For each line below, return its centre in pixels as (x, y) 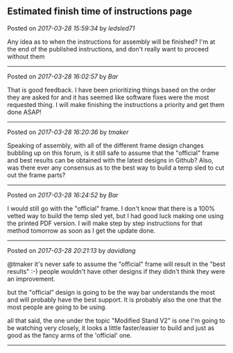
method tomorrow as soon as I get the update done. (81, 230)
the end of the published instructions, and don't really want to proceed (108, 49)
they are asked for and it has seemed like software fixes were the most (108, 97)
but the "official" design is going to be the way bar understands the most (111, 292)
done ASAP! (24, 112)
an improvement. (31, 279)
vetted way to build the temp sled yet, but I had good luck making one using (115, 215)
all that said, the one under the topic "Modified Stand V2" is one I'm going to (116, 320)
